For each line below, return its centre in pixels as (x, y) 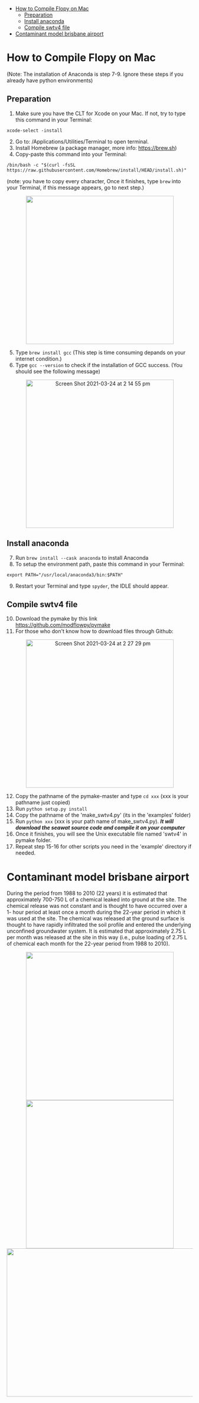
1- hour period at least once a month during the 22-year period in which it (96, 912)
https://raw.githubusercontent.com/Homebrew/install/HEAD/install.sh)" (97, 170)
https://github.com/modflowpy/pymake (63, 625)
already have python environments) (50, 80)
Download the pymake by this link (56, 618)
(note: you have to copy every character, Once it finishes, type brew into (94, 181)
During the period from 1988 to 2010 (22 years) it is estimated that (87, 893)
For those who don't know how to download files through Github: (94, 632)
